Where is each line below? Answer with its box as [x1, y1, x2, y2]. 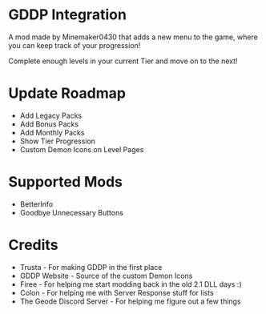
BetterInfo [19, 199, 54, 209]
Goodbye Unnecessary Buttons [19, 207, 124, 217]
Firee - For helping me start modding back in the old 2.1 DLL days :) [19, 279, 242, 289]
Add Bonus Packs [19, 119, 79, 129]
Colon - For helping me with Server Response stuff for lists [19, 288, 214, 297]
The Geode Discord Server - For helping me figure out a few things [19, 296, 242, 306]
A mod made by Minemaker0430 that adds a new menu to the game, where [8, 32, 258, 42]
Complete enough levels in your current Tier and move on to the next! [8, 56, 238, 66]
